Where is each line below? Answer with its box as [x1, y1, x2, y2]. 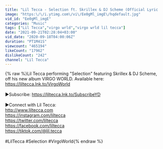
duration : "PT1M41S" [5, 39, 47, 44]
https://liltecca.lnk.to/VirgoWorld [5, 81, 71, 87]
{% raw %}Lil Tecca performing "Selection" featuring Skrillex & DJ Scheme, [5, 71, 158, 76]
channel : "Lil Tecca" [5, 57, 49, 62]
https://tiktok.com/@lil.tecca [5, 128, 62, 134]
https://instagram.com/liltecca [5, 112, 66, 118]
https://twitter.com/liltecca [5, 118, 59, 124]
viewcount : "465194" [5, 44, 47, 49]
